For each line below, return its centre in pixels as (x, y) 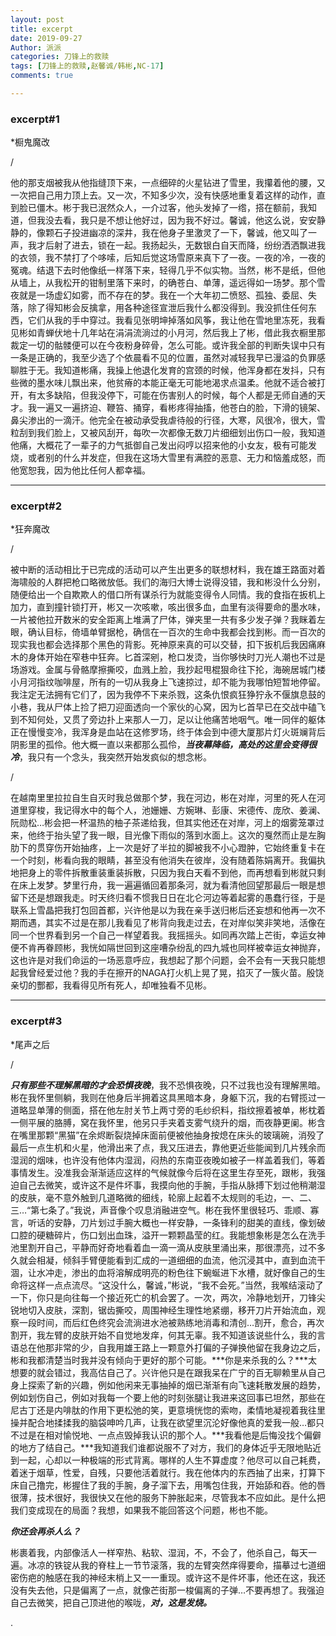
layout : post (37, 19)
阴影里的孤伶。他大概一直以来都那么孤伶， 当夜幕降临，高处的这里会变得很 (163, 745)
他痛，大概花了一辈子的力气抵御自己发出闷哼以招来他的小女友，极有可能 (159, 445)
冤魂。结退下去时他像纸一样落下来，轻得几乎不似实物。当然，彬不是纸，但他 (168, 270)
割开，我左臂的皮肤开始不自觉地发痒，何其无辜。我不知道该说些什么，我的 (163, 1335)
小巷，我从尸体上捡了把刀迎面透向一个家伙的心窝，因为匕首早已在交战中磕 (163, 707)
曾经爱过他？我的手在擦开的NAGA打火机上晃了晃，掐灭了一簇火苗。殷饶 (176, 973)
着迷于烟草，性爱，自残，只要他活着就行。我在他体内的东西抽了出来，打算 (163, 1472)
